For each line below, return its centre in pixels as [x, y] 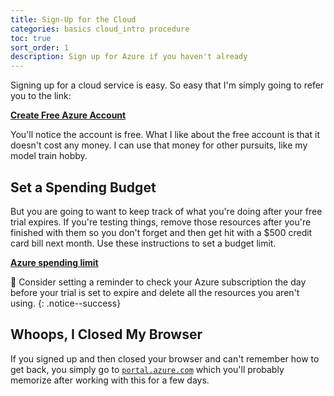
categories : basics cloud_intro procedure [100, 29]
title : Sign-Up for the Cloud [73, 19]
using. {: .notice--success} [66, 303]
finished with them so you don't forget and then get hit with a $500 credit [161, 232]
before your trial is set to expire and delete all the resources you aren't [155, 292]
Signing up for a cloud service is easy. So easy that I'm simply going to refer [167, 85]
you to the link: [41, 96]
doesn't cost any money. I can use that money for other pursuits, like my [159, 145]
